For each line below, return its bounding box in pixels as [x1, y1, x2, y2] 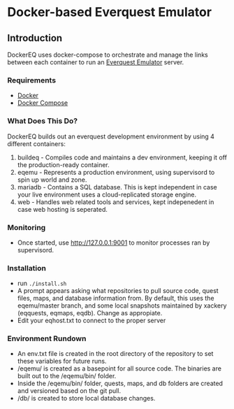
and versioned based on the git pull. [17, 387, 121, 395]
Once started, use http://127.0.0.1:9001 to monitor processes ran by [17, 238, 210, 247]
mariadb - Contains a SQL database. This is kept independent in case [17, 182, 218, 191]
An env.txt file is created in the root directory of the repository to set [17, 350, 214, 358]
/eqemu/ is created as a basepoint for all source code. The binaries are [17, 364, 222, 373]
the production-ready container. [17, 160, 110, 168]
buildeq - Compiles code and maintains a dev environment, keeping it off [17, 153, 227, 162]
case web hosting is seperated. [17, 205, 108, 213]
